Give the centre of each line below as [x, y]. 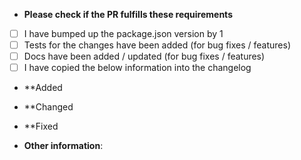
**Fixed [41, 126]
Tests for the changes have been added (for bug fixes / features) [157, 45]
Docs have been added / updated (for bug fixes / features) [144, 56]
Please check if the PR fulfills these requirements [128, 14]
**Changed [48, 107]
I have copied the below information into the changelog [137, 68]
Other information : [63, 146]
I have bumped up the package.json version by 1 [123, 33]
